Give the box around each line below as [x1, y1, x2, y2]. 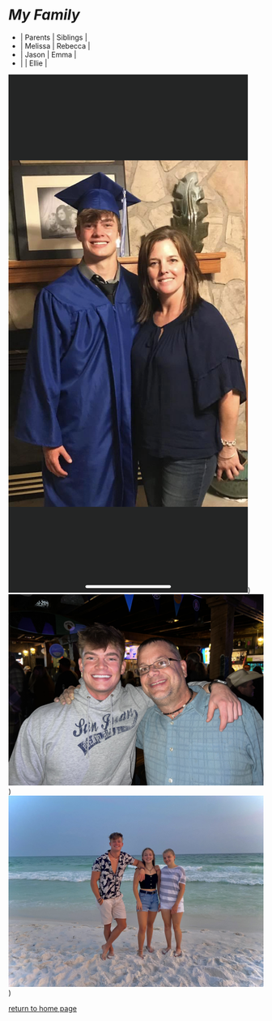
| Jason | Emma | [19, 49, 77, 59]
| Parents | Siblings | [19, 32, 87, 42]
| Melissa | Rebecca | [19, 40, 91, 50]
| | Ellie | [19, 58, 48, 68]
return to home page [8, 1003, 77, 1013]
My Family [8, 6, 81, 24]
